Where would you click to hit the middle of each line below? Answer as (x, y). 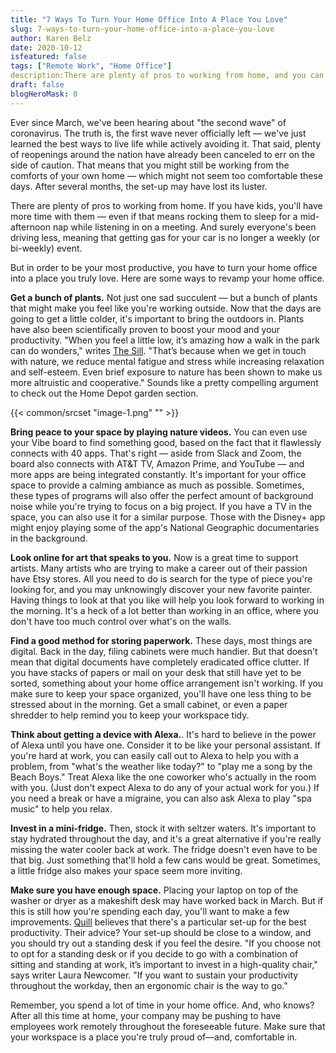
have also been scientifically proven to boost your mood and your (145, 329)
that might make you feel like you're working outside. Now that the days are (166, 308)
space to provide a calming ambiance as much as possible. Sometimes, (157, 485)
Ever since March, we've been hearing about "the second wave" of (148, 122)
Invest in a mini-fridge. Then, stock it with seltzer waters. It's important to (163, 828)
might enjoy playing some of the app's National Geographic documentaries (165, 527)
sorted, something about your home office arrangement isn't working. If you (167, 683)
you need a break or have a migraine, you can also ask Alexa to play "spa (161, 798)
